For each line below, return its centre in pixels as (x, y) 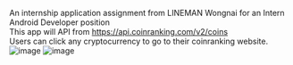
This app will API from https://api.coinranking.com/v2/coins (119, 32)
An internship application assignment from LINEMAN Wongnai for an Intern (147, 13)
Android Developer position (59, 22)
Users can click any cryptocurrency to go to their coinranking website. (139, 41)
